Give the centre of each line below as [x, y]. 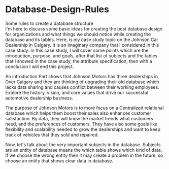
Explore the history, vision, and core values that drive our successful [77, 92]
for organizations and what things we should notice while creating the [78, 34]
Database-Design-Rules [57, 9]
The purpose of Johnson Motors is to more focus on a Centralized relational [84, 108]
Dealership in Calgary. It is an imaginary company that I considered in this [82, 45]
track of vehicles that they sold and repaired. [52, 134]
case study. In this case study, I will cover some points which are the [77, 50]
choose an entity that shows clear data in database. [59, 160]
